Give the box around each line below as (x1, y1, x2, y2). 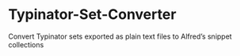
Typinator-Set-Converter (8, 6, 177, 24)
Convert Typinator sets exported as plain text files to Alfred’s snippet (8, 32, 232, 41)
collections (8, 39, 44, 49)
